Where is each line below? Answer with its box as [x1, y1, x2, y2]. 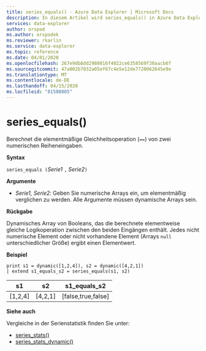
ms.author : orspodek [6, 32, 59, 38]
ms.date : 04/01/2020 [6, 55, 59, 61]
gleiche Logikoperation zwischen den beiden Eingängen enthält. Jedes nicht [6, 226, 199, 233]
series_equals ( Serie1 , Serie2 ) [6, 165, 88, 173]
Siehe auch [6, 308, 36, 315]
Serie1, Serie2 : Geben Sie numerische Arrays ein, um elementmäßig [15, 189, 186, 197]
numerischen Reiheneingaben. [6, 142, 84, 149]
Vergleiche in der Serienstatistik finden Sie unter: [6, 319, 130, 326]
